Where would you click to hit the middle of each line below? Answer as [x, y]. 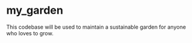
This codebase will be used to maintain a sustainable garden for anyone [96, 27]
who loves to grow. [30, 33]
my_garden [35, 10]
